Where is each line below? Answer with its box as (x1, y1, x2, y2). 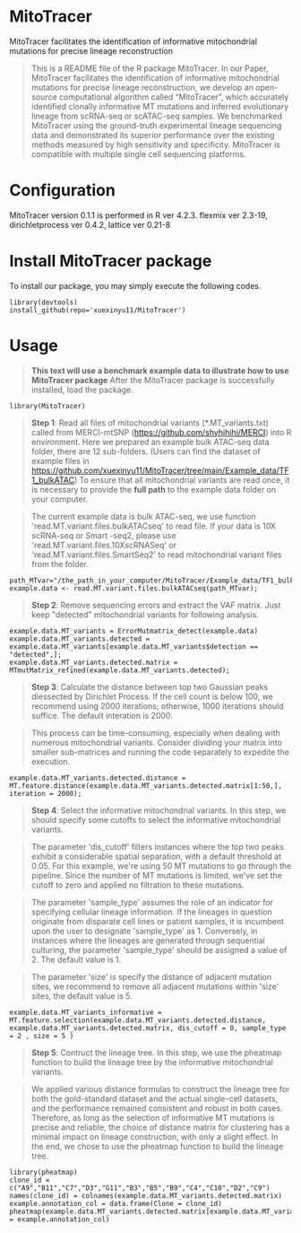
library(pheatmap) (9, 1167, 78, 1176)
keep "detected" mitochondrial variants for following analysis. (30, 608, 260, 620)
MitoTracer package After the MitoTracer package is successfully (30, 374, 275, 385)
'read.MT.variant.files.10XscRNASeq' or (30, 539, 177, 550)
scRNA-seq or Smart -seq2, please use (30, 529, 176, 540)
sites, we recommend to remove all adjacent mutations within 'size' (30, 981, 279, 992)
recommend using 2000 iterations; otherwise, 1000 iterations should (30, 700, 284, 711)
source (30, 92, 58, 102)
